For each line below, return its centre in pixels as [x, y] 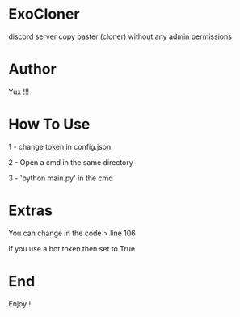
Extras [30, 210]
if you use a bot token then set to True [72, 248]
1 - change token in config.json [60, 146]
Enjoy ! [20, 303]
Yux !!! [19, 91]
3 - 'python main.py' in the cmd [61, 178]
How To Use [49, 124]
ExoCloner [44, 14]
